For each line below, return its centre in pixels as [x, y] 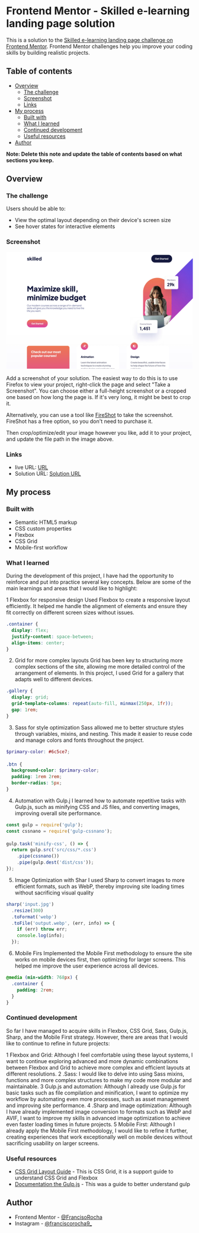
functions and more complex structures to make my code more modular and [99, 1080]
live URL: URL [31, 467]
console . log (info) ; [41, 936]
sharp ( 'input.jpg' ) [30, 904]
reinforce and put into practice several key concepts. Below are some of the [99, 582]
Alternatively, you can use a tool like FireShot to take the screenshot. [90, 415]
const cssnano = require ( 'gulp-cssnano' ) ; [59, 831]
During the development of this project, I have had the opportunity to [90, 576]
